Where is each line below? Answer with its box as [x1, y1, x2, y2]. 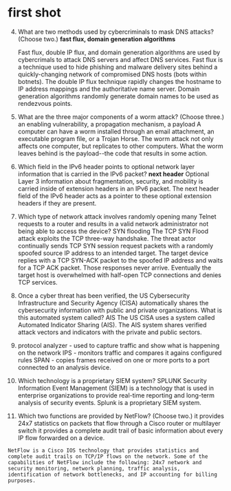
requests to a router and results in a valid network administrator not [17, 219, 209, 228]
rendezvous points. [17, 99, 73, 107]
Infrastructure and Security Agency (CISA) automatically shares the [17, 298, 209, 307]
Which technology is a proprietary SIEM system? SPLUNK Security [17, 376, 207, 384]
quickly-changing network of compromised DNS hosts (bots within [17, 70, 207, 78]
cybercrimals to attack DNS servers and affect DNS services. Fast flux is [17, 55, 223, 63]
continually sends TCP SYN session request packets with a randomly [17, 241, 214, 250]
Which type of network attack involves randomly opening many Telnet [17, 212, 217, 221]
